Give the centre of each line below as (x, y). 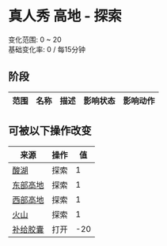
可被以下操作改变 (50, 131)
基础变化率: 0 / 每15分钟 (47, 49)
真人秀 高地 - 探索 (65, 16)
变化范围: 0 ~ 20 (35, 39)
